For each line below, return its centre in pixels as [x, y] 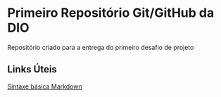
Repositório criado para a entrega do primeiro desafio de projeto [101, 47]
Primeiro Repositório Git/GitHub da [111, 13]
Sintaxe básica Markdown [45, 86]
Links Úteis [32, 69]
